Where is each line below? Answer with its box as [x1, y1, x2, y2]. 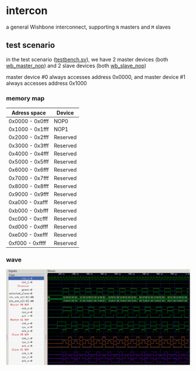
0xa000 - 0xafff [8, 199, 48, 206]
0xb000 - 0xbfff [8, 207, 48, 214]
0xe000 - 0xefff [8, 231, 48, 238]
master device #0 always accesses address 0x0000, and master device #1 [6, 73, 185, 80]
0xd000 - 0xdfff [8, 223, 48, 230]
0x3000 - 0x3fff [8, 142, 49, 149]
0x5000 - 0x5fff [8, 158, 49, 165]
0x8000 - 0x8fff [8, 182, 49, 189]
